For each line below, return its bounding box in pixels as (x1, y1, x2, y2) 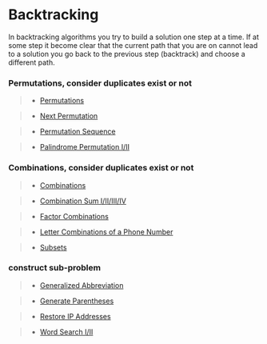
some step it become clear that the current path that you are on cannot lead (8, 40, 258, 50)
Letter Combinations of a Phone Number (39, 226, 173, 237)
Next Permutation (39, 111, 98, 121)
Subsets (39, 242, 67, 252)
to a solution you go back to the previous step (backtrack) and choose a (8, 49, 245, 58)
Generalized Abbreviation (39, 280, 124, 290)
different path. (8, 58, 55, 67)
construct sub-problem (8, 262, 102, 274)
